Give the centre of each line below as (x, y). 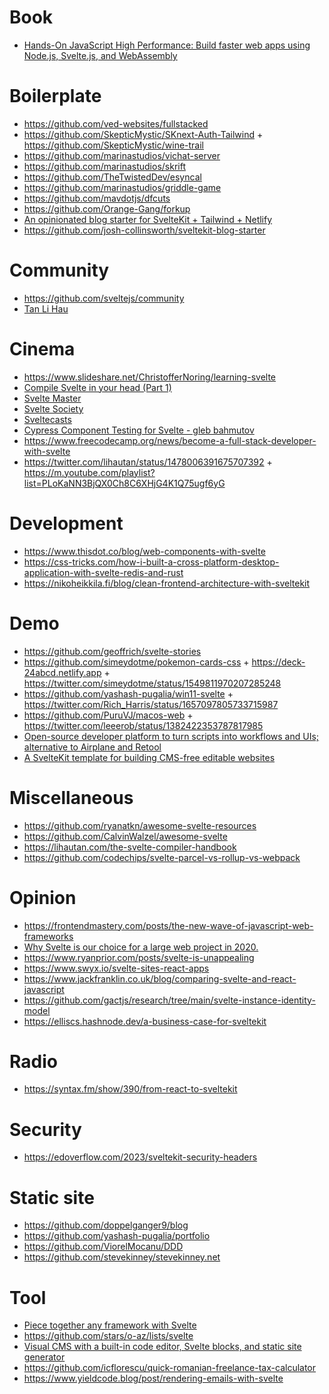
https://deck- (278, 662)
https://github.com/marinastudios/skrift (104, 166)
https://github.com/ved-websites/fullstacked (116, 123)
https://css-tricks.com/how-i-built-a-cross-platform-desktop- (151, 562)
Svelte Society (53, 408)
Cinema (42, 349)
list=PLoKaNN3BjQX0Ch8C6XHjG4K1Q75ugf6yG (124, 483)
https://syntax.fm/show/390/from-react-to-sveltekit (130, 1089)
